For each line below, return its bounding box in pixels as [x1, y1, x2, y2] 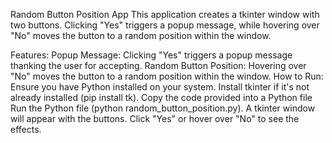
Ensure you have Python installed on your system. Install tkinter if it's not [10, 81, 310, 93]
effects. [10, 124, 42, 135]
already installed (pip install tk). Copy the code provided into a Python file [10, 92, 313, 103]
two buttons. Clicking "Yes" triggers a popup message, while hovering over [10, 19, 320, 31]
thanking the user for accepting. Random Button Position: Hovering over [10, 60, 307, 71]
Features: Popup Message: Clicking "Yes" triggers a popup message [10, 49, 293, 61]
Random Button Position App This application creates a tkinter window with [10, 9, 320, 20]
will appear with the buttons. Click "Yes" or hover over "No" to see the [10, 113, 300, 124]
